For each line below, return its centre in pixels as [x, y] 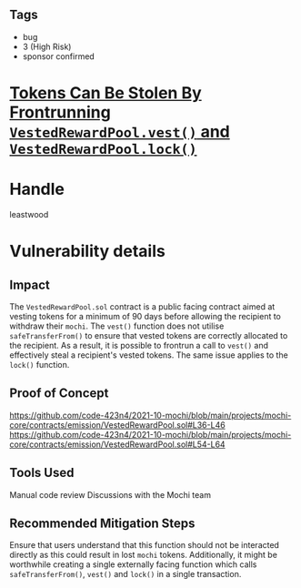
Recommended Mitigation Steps [102, 523]
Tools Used [42, 473]
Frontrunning [60, 112]
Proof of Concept [59, 394]
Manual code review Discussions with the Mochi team [110, 494]
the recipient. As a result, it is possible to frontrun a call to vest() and [139, 345]
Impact [30, 284]
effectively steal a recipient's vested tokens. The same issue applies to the [149, 355]
